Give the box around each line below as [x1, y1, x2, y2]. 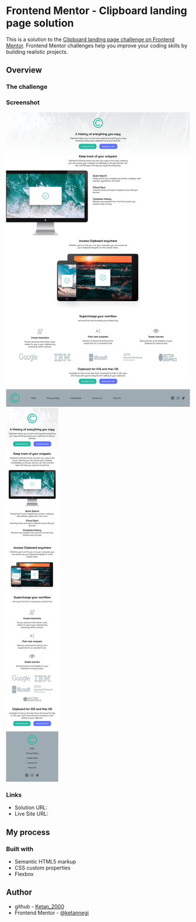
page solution [6, 16, 74, 30]
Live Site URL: [14, 810, 48, 817]
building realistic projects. [6, 48, 68, 55]
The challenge [6, 83, 48, 91]
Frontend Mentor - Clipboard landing [6, 4, 188, 18]
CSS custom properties [14, 864, 71, 871]
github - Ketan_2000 [14, 903, 65, 910]
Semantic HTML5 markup [14, 858, 76, 865]
